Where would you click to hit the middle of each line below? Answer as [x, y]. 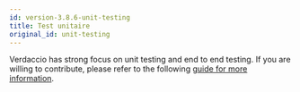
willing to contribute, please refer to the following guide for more [128, 69]
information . [32, 79]
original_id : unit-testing [60, 34]
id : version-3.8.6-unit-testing [70, 17]
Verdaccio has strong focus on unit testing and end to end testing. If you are [150, 60]
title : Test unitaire [50, 26]
